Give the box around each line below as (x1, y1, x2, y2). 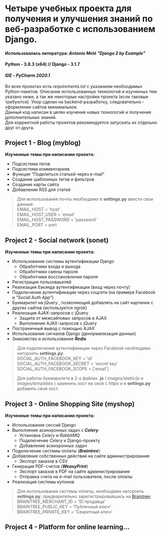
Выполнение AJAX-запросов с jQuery (19, 320, 97, 326)
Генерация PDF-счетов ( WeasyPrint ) (12, 464, 88, 469)
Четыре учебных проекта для (5, 3, 132, 14)
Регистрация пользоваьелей (12, 279, 72, 285)
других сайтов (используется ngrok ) (12, 305, 87, 311)
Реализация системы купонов (12, 479, 74, 485)
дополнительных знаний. (5, 114, 57, 120)
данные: (16, 201, 34, 207)
